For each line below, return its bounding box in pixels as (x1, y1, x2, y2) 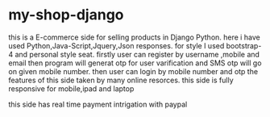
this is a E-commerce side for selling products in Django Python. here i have (8, 32, 260, 42)
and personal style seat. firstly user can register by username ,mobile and (15, 49, 260, 59)
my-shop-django (8, 6, 124, 24)
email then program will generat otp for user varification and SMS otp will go (8, 58, 262, 68)
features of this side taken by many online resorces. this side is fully (8, 75, 234, 85)
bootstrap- (226, 40, 262, 50)
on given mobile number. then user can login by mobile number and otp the (8, 66, 259, 76)
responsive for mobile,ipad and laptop (8, 83, 135, 94)
